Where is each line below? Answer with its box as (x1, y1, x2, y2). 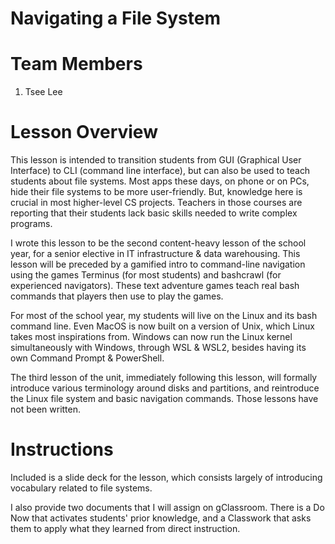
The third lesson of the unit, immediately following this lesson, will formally (10, 372, 318, 384)
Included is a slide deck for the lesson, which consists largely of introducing (10, 472, 323, 483)
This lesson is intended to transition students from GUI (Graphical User (10, 154, 302, 166)
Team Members (10, 53, 143, 76)
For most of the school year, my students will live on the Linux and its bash (10, 310, 318, 322)
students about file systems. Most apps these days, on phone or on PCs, (10, 175, 310, 187)
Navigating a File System (10, 7, 221, 30)
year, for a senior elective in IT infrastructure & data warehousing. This (10, 248, 301, 260)
